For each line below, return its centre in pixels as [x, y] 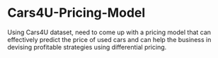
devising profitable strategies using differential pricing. [87, 47]
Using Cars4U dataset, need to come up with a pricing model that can [109, 32]
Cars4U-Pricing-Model [76, 13]
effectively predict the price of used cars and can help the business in [109, 39]
